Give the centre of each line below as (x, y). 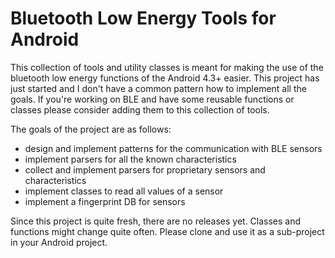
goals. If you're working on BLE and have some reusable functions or (152, 99)
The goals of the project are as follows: (91, 129)
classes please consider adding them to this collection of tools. (140, 109)
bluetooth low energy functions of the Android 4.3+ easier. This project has (165, 78)
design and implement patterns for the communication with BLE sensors (173, 148)
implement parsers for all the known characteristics (130, 159)
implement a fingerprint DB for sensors (105, 201)
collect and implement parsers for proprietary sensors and (145, 169)
